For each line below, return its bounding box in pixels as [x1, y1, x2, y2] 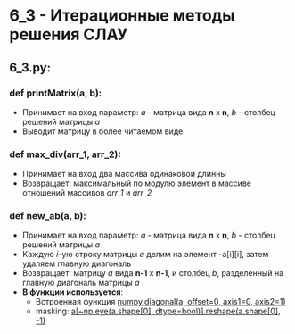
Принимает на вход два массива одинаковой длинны [21, 169, 227, 180]
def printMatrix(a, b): [9, 87, 102, 99]
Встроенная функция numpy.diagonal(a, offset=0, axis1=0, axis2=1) [35, 296, 287, 307]
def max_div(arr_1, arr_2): [9, 148, 122, 161]
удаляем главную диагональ [21, 258, 132, 269]
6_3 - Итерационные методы [9, 5, 235, 26]
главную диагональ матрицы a [21, 278, 140, 288]
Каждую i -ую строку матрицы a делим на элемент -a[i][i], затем [21, 249, 269, 260]
